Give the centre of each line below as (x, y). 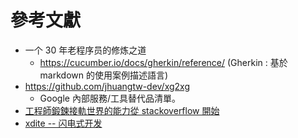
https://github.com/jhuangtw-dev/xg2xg (107, 86)
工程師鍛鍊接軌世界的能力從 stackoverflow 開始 (122, 110)
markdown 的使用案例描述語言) (104, 75)
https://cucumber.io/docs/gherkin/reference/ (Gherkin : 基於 (163, 62)
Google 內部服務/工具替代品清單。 (110, 98)
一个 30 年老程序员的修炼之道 (85, 50)
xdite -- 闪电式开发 (63, 123)
